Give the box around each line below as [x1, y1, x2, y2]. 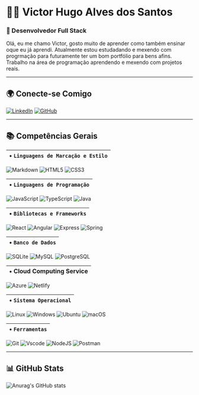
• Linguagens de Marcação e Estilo [9, 151, 108, 160]
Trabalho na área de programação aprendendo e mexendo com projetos [6, 59, 182, 66]
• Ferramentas [9, 325, 47, 333]
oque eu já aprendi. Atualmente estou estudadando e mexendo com [6, 46, 172, 53]
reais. [6, 65, 20, 72]
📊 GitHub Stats [6, 363, 64, 373]
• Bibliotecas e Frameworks [9, 209, 87, 218]
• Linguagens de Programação [9, 180, 90, 189]
